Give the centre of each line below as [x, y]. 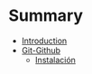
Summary [46, 16]
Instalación [55, 60]
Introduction [44, 41]
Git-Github [41, 50]
